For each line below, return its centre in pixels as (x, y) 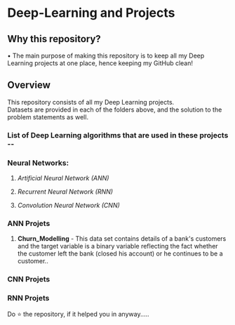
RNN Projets (28, 298)
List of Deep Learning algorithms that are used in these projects (118, 135)
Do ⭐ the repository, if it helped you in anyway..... (78, 314)
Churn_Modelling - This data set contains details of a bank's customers (122, 239)
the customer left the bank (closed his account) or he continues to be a (120, 253)
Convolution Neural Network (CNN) (69, 206)
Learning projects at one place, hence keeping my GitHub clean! (100, 63)
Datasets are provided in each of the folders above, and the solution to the (115, 110)
